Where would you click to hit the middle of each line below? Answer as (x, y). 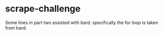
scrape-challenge (43, 9)
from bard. (16, 27)
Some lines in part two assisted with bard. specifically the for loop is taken (82, 22)
